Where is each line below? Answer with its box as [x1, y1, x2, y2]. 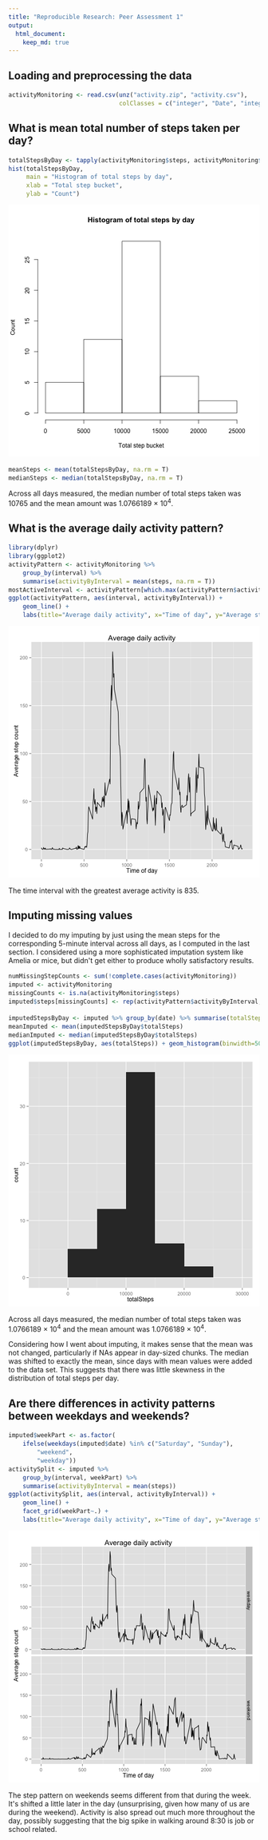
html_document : [15, 30, 66, 38]
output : [8, 21, 34, 30]
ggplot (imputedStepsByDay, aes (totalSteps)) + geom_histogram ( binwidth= [8, 1039, 255, 1047]
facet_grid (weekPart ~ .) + [22, 1507, 109, 1515]
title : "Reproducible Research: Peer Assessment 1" [8, 13, 183, 21]
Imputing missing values [8, 909, 133, 922]
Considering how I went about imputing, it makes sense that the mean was [8, 1340, 254, 1349]
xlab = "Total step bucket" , [26, 181, 124, 189]
